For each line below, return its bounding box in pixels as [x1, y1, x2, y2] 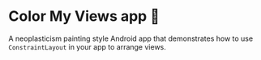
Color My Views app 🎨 [8, 7, 160, 26]
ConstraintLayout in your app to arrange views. [8, 42, 166, 51]
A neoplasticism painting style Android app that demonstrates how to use [8, 34, 254, 43]
